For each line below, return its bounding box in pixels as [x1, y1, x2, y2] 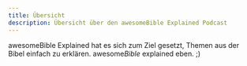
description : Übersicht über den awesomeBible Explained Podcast [8, 19, 227, 27]
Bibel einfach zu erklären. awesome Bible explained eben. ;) [8, 49, 201, 58]
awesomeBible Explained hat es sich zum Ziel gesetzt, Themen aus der [8, 40, 240, 49]
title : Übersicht [8, 11, 65, 20]
